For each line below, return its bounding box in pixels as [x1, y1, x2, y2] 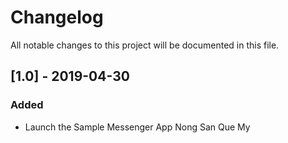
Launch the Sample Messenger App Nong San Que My [24, 121, 251, 133]
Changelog [10, 6, 104, 29]
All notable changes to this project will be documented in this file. [10, 39, 280, 51]
